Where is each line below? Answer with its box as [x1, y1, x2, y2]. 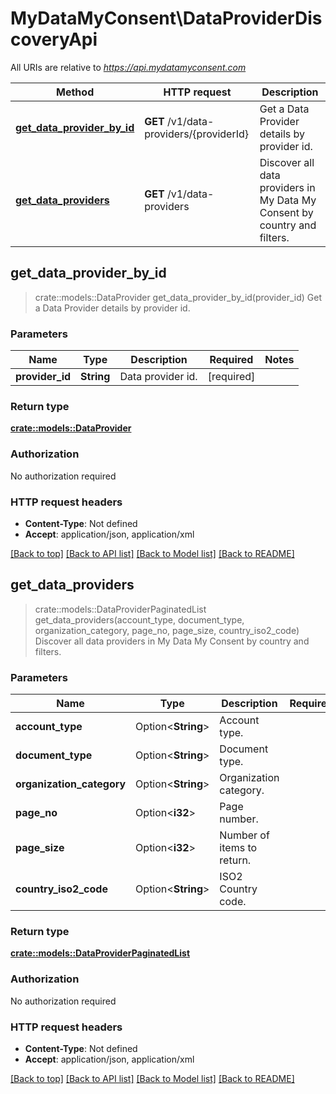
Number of [219, 828, 270, 842]
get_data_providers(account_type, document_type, [34, 613, 245, 626]
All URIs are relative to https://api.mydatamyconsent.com [10, 61, 247, 73]
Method [56, 85, 95, 99]
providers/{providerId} [144, 127, 250, 141]
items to [219, 841, 258, 855]
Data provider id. [119, 370, 198, 384]
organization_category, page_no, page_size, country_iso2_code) [34, 624, 300, 636]
